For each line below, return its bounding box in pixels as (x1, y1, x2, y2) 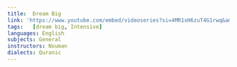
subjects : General (7, 36, 61, 43)
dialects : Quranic (7, 50, 61, 57)
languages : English (7, 29, 65, 37)
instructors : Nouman (7, 43, 68, 50)
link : (7, 17, 23, 24)
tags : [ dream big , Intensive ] (7, 23, 102, 30)
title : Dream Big (7, 10, 61, 17)
